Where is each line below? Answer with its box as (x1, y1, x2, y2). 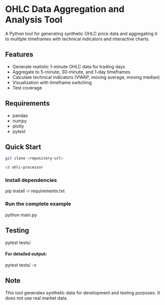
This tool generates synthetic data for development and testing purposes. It (5, 290, 161, 296)
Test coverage (12, 85, 42, 91)
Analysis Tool (5, 14, 63, 25)
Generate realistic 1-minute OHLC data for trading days (12, 63, 126, 69)
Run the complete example (5, 200, 71, 207)
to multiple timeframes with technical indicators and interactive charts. (5, 36, 150, 42)
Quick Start (5, 143, 41, 151)
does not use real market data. (5, 295, 68, 301)
